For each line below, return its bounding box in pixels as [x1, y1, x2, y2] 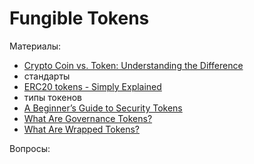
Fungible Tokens [9, 7, 150, 30]
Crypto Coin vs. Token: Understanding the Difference [23, 59, 244, 71]
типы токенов [23, 91, 82, 103]
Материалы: [9, 40, 62, 52]
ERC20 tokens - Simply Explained [23, 80, 162, 92]
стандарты [23, 70, 71, 82]
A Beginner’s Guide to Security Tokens [23, 102, 183, 114]
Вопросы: [9, 142, 51, 154]
